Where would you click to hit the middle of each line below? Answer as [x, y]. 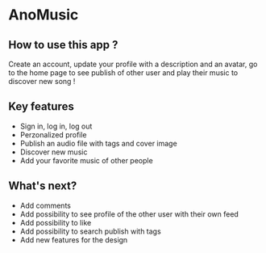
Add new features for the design [74, 239]
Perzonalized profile [53, 134]
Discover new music [54, 152]
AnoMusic [44, 15]
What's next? [43, 186]
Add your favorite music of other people [86, 160]
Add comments [45, 205]
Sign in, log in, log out [56, 126]
